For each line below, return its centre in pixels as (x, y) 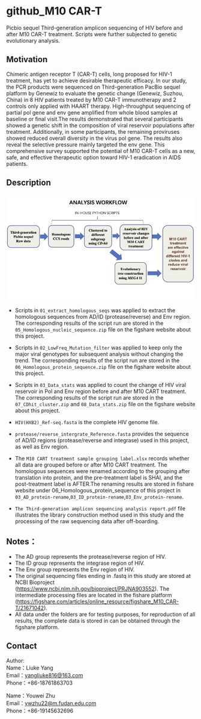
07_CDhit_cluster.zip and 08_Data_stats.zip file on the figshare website (105, 404)
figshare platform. (37, 627)
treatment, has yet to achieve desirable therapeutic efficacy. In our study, (97, 80)
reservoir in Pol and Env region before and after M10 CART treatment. (100, 391)
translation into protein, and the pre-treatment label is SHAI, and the (99, 478)
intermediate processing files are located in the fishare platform (93, 595)
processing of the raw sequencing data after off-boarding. (87, 521)
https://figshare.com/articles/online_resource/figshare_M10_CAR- (98, 601)
